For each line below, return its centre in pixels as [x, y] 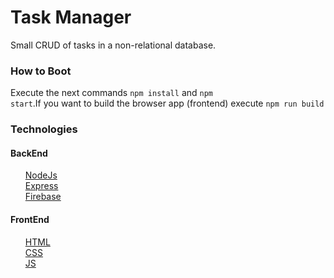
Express [41, 186]
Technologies [44, 129]
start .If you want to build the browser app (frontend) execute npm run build [167, 103]
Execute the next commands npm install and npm [112, 93]
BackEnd [29, 153]
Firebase [43, 197]
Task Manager [71, 17]
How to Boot [41, 71]
